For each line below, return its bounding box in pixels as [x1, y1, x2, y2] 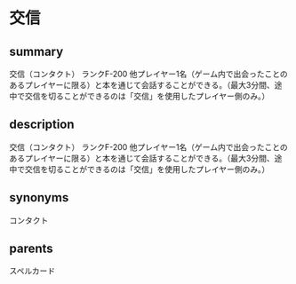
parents [9, 241, 53, 256]
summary [9, 43, 64, 59]
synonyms [9, 190, 69, 205]
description [9, 117, 75, 132]
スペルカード [9, 265, 56, 276]
